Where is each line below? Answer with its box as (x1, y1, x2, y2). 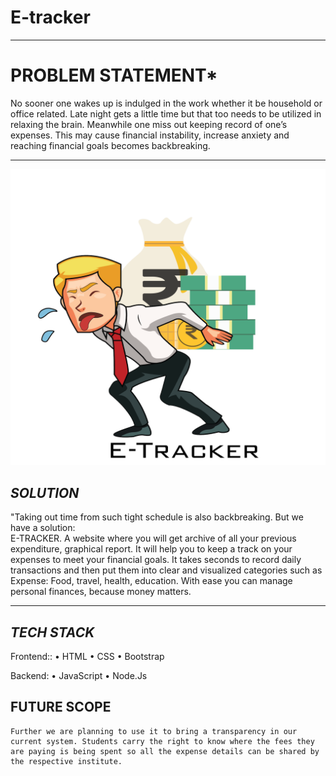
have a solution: (10, 522, 76, 534)
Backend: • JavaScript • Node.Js (10, 669, 148, 681)
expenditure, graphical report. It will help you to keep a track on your (10, 543, 293, 555)
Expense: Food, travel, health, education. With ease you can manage (10, 575, 293, 587)
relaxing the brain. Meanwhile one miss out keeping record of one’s (10, 118, 288, 130)
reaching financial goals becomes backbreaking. (10, 139, 211, 151)
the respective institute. (10, 756, 123, 766)
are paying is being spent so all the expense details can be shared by (10, 746, 320, 756)
